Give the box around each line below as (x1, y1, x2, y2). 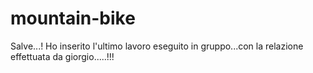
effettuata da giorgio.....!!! (10, 50, 115, 62)
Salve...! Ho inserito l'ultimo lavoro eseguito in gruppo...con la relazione (10, 40, 304, 52)
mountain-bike (10, 7, 136, 30)
